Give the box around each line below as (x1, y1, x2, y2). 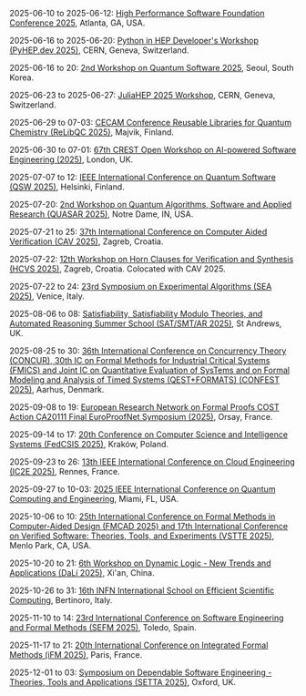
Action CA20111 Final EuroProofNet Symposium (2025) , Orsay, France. (9, 412, 273, 422)
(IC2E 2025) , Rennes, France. (9, 466, 120, 476)
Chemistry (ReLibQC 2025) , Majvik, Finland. (9, 127, 175, 138)
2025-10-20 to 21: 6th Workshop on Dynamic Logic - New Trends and (9, 558, 271, 568)
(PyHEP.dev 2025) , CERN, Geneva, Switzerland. (9, 45, 189, 56)
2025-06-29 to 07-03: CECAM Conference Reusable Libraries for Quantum (9, 118, 292, 128)
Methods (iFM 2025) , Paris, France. (9, 650, 143, 660)
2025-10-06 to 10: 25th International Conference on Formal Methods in (9, 511, 276, 522)
